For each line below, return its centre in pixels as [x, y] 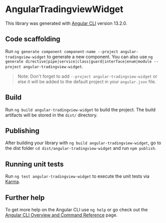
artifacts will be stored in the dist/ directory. [52, 115]
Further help [25, 198]
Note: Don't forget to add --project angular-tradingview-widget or [87, 76]
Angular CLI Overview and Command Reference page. [61, 215]
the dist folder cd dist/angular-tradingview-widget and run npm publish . [81, 148]
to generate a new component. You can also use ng [100, 57]
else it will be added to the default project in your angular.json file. [87, 81]
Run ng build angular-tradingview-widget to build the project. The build [80, 109]
